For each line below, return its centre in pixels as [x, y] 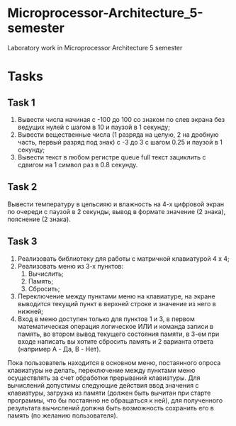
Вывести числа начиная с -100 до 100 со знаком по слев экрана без [121, 119]
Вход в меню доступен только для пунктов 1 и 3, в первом [106, 319]
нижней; [30, 311]
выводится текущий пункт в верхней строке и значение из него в [117, 303]
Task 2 [22, 187]
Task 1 [21, 102]
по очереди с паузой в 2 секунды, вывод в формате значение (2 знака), [117, 211]
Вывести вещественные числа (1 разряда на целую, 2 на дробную [118, 134]
